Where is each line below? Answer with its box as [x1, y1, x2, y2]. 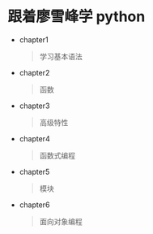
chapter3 [19, 101, 50, 110]
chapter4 [19, 133, 50, 143]
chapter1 [19, 34, 49, 45]
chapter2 [19, 67, 50, 77]
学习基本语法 [39, 51, 83, 61]
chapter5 [19, 167, 50, 176]
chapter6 [19, 200, 50, 210]
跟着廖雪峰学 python [7, 7, 146, 26]
